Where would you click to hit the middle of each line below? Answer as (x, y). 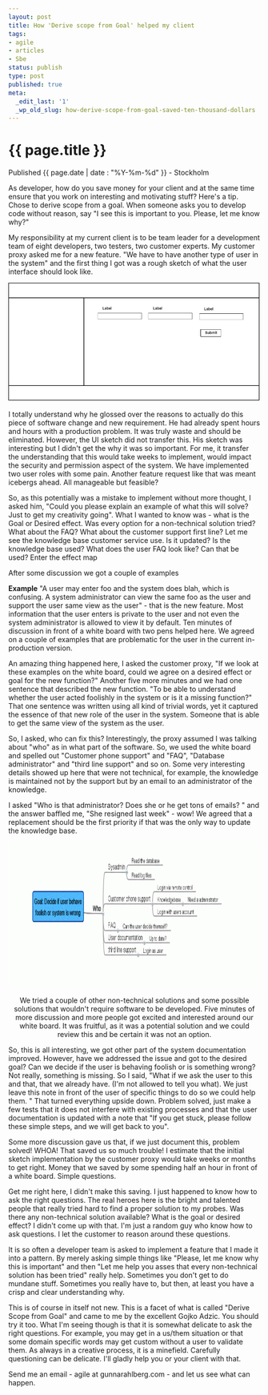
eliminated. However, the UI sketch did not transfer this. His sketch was (126, 440)
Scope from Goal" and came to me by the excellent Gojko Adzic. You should (134, 1316)
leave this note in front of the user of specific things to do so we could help (132, 1092)
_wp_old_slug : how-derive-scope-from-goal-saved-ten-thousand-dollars (136, 110)
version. (59, 648)
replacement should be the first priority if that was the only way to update (130, 822)
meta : (17, 93)
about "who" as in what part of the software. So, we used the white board (130, 747)
